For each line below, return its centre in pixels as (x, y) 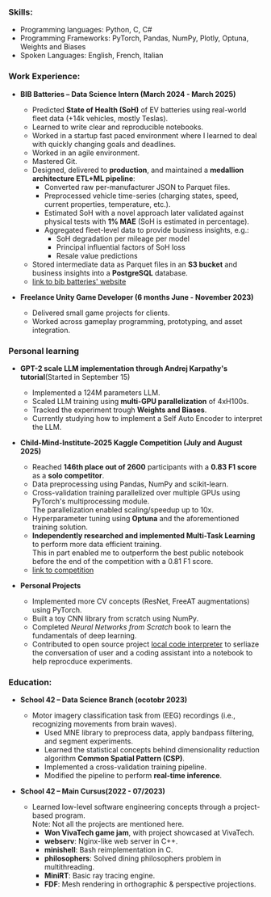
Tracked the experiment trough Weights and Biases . (119, 410)
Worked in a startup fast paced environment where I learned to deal (144, 135)
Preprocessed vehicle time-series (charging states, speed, (142, 196)
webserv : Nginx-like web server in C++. (111, 841)
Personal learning (44, 351)
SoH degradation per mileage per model (123, 238)
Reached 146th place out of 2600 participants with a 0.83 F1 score (144, 466)
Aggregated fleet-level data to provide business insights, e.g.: (147, 230)
